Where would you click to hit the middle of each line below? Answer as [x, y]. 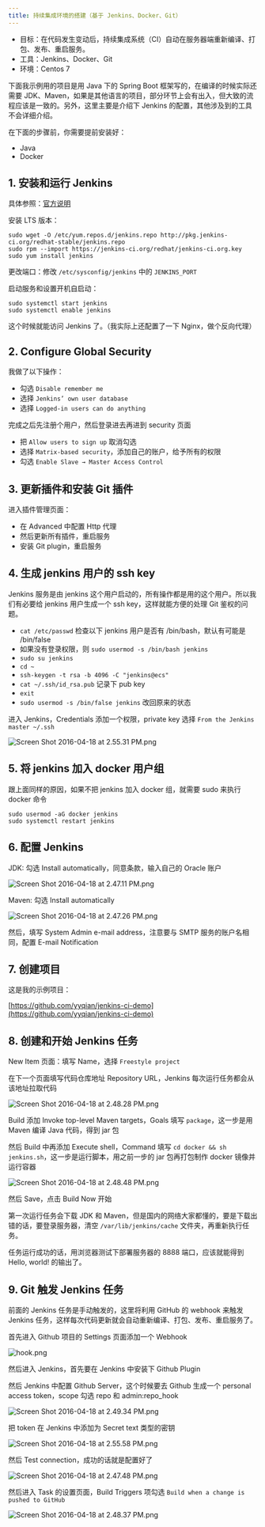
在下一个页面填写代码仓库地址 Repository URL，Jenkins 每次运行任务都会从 [131, 1078]
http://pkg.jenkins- [194, 235]
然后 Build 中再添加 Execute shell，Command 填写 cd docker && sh [117, 1147]
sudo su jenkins [46, 658]
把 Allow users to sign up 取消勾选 [78, 442]
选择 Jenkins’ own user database [74, 398]
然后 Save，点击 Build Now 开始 [60, 1199]
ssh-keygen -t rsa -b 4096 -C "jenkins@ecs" [94, 675]
